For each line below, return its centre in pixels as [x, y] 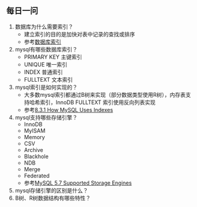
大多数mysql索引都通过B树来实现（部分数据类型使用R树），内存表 [105, 94]
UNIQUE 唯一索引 [45, 64]
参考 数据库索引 [42, 42]
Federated [37, 176]
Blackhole [36, 156]
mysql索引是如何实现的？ [46, 87]
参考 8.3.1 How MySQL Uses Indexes [68, 110]
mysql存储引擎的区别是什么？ [52, 190]
